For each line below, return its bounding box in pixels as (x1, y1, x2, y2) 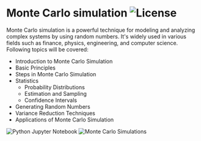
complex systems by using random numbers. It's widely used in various (6, 32, 186, 40)
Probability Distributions (24, 83, 86, 91)
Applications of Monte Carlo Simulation (15, 116, 114, 123)
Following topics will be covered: (6, 46, 89, 53)
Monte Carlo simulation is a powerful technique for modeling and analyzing (6, 26, 196, 34)
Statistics (15, 77, 39, 84)
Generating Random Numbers (15, 103, 90, 110)
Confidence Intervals (24, 96, 78, 104)
